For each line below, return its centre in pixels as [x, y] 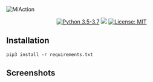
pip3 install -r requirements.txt [50, 54]
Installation [28, 41]
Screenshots [31, 73]
